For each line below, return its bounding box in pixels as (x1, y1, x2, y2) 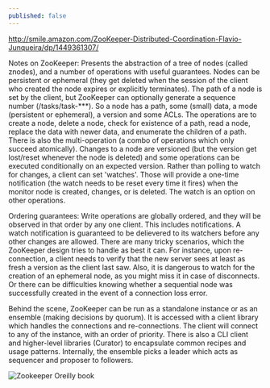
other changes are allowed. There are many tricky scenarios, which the (8, 236, 244, 246)
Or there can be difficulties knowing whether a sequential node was (8, 279, 234, 289)
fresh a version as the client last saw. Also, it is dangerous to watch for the (8, 262, 255, 272)
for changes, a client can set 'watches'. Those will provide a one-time (8, 169, 239, 179)
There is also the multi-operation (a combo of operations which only (8, 135, 235, 145)
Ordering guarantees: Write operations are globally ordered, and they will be (8, 211, 262, 220)
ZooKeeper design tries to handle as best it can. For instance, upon (8, 245, 231, 255)
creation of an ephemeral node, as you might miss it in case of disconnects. (8, 271, 260, 281)
